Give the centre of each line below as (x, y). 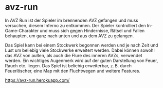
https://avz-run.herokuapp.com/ (37, 80)
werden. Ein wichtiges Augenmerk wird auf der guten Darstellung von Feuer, (81, 60)
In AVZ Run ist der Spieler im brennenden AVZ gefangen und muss (72, 20)
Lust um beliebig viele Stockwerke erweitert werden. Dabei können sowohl (80, 50)
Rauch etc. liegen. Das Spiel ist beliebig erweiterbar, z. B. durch (68, 66)
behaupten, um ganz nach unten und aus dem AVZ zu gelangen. (69, 36)
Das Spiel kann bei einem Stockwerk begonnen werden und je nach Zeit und (81, 45)
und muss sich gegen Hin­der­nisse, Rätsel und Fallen (92, 30)
